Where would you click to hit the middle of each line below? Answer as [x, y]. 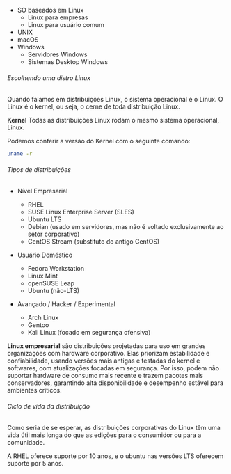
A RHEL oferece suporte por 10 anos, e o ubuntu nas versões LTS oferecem [115, 456]
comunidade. [26, 443]
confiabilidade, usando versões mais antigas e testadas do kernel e [104, 361]
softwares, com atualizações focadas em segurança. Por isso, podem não [113, 368]
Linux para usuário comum [66, 25]
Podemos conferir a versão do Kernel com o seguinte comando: [99, 141]
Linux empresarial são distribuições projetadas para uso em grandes [106, 346]
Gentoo [38, 325]
